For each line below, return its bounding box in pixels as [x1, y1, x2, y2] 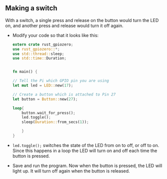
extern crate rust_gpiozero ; [12, 42, 73, 47]
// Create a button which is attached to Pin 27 [12, 92, 116, 97]
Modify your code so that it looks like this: [12, 32, 99, 38]
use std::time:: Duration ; [12, 56, 66, 61]
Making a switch [5, 4, 57, 12]
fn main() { [12, 69, 37, 74]
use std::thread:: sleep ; [12, 51, 64, 56]
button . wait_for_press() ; [21, 110, 76, 115]
